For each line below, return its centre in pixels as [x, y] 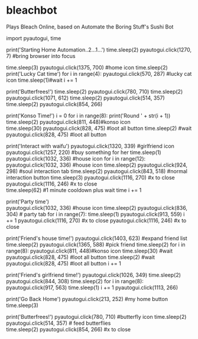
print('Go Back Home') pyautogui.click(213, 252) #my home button [87, 299]
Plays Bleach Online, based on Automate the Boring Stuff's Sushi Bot [90, 27]
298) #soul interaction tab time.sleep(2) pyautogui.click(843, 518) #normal [97, 171]
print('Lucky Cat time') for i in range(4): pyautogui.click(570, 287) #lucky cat [99, 73]
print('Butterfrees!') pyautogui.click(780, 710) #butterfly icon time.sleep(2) [96, 316]
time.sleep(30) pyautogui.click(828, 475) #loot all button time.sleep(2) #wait [99, 128]
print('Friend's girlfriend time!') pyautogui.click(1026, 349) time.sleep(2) [94, 275]
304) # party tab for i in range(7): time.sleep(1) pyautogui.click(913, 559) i [95, 214]
